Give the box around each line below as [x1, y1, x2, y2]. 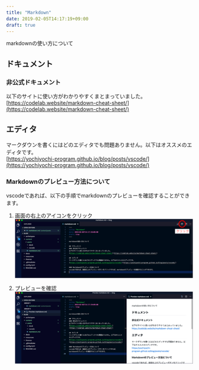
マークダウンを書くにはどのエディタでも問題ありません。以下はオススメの [6, 141, 188, 148]
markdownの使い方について [6, 40, 74, 47]
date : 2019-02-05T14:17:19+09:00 [6, 15, 89, 22]
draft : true [6, 22, 36, 28]
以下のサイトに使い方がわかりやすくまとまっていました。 [6, 92, 146, 100]
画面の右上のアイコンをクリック [14, 212, 93, 219]
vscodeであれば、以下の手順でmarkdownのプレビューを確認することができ [6, 192, 190, 199]
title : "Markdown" [6, 9, 52, 15]
